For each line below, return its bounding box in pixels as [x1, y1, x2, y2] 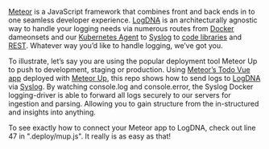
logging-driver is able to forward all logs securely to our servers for [8, 91, 231, 99]
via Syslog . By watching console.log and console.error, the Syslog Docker [8, 82, 254, 91]
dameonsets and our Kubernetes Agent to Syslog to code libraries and [8, 32, 242, 42]
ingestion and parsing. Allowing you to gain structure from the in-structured [8, 99, 259, 108]
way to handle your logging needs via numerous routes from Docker [8, 24, 235, 33]
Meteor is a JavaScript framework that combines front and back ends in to [8, 7, 255, 16]
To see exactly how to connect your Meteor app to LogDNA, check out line [8, 123, 256, 132]
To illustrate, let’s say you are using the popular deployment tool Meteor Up [8, 56, 258, 66]
